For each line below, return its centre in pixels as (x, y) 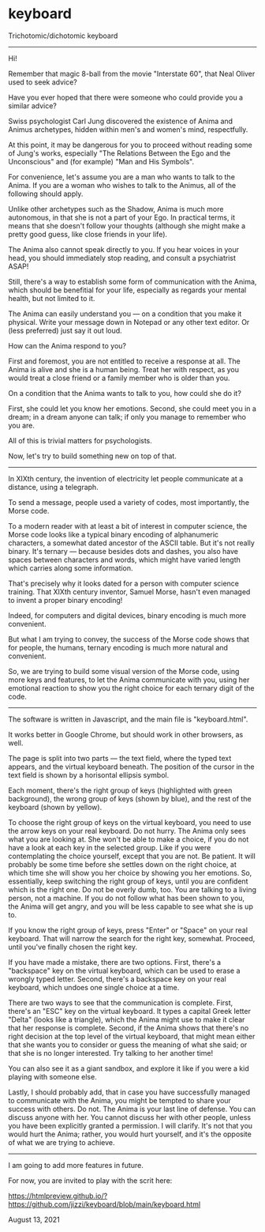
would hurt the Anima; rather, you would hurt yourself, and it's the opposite (130, 1134)
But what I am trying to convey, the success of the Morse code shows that (129, 639)
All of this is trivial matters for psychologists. (80, 440)
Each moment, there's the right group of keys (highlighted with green (120, 790)
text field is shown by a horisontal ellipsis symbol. (89, 774)
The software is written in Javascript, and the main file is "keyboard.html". (128, 719)
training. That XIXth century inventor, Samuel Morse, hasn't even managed (129, 592)
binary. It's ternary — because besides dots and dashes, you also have (123, 551)
